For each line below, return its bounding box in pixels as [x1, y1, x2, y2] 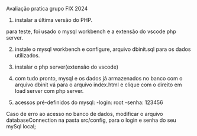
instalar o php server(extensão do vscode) [14, 63, 118, 70]
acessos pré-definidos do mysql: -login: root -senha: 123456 [14, 99, 164, 106]
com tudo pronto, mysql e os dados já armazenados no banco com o [14, 75, 183, 82]
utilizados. [14, 52, 40, 59]
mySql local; [6, 123, 37, 129]
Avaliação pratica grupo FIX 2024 [6, 5, 88, 12]
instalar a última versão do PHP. [14, 17, 93, 23]
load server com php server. [14, 88, 84, 94]
